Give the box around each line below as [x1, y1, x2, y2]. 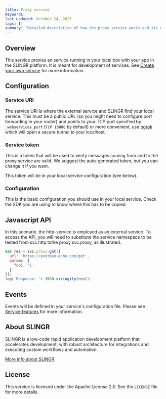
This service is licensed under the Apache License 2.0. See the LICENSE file [5, 384, 158, 390]
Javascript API [5, 216, 51, 224]
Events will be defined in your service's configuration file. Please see [5, 303, 146, 309]
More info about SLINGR [5, 356, 55, 362]
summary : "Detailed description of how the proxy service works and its [5, 26, 158, 31]
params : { [9, 258, 30, 263]
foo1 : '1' [14, 263, 35, 267]
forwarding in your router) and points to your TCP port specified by [5, 118, 142, 124]
